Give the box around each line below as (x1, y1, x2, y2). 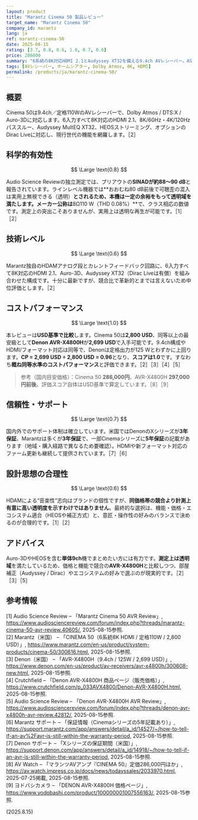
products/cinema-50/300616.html (6, 648, 88, 655)
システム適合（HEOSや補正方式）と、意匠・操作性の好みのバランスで (11, 512, 180, 519)
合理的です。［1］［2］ (21, 519, 73, 526)
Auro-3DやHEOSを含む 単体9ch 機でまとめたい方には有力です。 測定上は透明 (6, 555, 190, 562)
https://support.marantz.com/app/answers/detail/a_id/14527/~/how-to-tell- (6, 725, 190, 732)
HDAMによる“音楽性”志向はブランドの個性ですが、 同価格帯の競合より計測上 (6, 497, 192, 504)
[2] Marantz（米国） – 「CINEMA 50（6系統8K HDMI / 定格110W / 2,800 (6, 633, 181, 640)
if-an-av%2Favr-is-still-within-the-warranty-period (6, 732, 130, 739)
